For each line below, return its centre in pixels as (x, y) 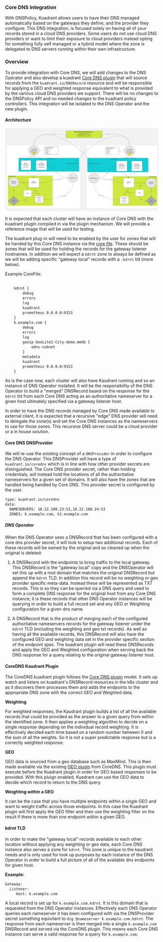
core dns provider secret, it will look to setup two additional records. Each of (81, 543)
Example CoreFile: (23, 274)
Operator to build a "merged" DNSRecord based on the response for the (77, 391)
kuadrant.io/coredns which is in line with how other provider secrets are (77, 464)
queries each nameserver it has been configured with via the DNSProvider (80, 913)
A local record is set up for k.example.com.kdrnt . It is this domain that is (77, 903)
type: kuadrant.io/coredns (32, 500)
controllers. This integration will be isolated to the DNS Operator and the (77, 104)
